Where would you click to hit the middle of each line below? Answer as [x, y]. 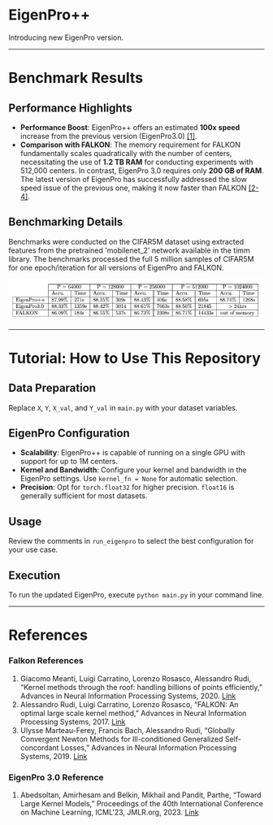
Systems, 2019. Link [54, 756]
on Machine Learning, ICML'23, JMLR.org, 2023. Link [109, 812]
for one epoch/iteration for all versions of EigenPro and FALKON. [117, 267]
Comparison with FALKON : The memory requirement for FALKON [130, 145]
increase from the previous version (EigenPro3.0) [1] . [108, 136]
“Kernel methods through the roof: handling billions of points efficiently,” [141, 687]
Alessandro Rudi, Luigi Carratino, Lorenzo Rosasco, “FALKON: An [129, 704]
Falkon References [46, 661]
